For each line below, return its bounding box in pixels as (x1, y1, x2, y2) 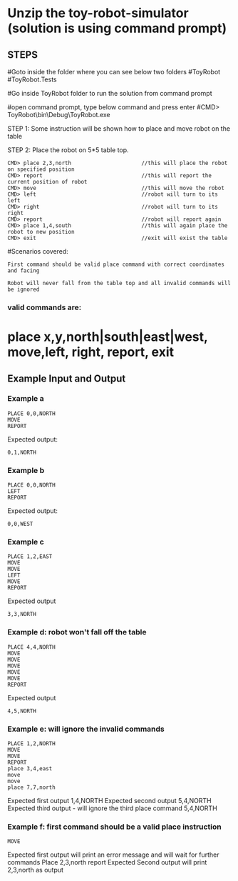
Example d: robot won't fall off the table (7, 627, 147, 637)
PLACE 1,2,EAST (7, 553, 53, 560)
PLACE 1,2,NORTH (7, 740, 56, 747)
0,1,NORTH (7, 449, 37, 456)
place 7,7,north (7, 784, 56, 791)
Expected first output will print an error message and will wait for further (7, 850, 219, 859)
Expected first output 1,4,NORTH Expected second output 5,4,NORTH (7, 796, 212, 805)
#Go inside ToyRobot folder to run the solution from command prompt (7, 89, 212, 97)
